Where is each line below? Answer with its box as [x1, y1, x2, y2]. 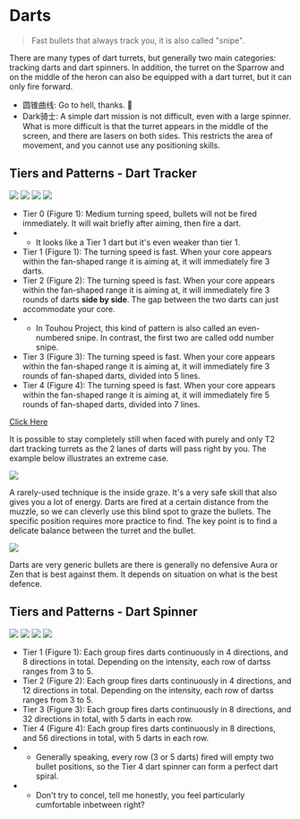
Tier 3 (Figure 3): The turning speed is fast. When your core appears [21, 351, 276, 362]
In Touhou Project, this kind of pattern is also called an [35, 322, 237, 333]
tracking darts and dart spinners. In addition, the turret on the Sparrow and [9, 62, 285, 73]
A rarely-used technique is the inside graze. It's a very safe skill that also [9, 486, 278, 498]
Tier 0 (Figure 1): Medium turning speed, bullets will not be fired [21, 208, 258, 219]
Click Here [9, 416, 48, 427]
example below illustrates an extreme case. [9, 452, 169, 463]
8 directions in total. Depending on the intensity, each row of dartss [21, 656, 271, 667]
